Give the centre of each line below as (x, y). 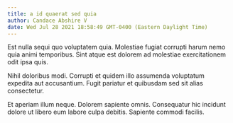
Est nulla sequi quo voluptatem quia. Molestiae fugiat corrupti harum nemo (116, 47)
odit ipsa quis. (28, 62)
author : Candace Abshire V (47, 20)
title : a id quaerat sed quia (52, 14)
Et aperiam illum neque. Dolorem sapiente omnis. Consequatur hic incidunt (116, 105)
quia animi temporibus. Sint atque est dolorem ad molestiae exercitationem (116, 54)
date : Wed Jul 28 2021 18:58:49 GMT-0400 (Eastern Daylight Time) (108, 27)
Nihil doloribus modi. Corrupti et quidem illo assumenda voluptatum (106, 76)
